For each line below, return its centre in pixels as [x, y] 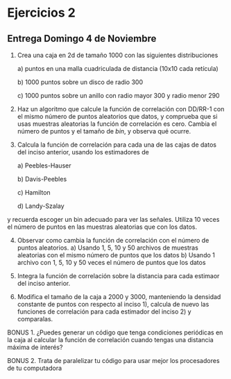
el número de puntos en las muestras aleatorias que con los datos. [102, 227]
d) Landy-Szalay [41, 206]
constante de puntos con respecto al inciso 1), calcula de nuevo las [113, 304]
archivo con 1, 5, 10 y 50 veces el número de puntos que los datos [111, 263]
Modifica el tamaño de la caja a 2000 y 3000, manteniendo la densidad [119, 297]
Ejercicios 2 [42, 13]
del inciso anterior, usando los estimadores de [83, 152]
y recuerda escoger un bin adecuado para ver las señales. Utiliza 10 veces [113, 219]
